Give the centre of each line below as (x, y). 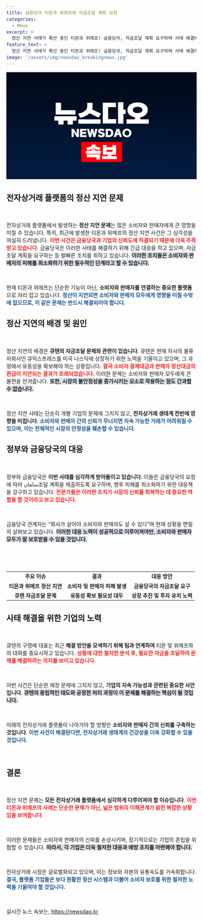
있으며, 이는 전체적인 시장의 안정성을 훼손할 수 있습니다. (71, 428)
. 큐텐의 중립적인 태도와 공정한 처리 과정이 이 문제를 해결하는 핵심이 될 (102, 693)
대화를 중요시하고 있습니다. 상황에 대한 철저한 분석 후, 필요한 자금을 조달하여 (101, 653)
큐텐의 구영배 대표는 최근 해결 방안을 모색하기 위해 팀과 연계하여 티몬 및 (89, 646)
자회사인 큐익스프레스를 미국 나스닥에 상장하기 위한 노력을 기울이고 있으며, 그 (97, 358)
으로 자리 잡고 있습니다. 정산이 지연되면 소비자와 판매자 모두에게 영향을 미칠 (94, 295)
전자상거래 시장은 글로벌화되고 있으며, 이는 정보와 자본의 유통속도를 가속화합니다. (101, 872)
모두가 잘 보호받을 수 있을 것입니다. (47, 539)
